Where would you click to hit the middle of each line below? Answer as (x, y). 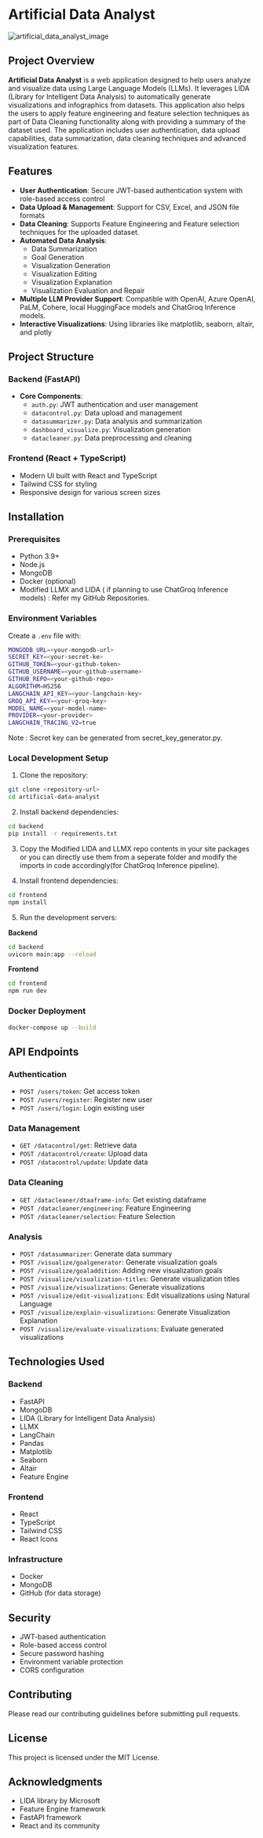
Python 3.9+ (40, 556)
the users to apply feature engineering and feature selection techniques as (129, 113)
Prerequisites (34, 539)
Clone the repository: (54, 775)
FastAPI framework (51, 1818)
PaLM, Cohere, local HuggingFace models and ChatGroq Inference (128, 307)
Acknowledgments (56, 1782)
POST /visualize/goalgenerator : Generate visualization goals (118, 1261)
